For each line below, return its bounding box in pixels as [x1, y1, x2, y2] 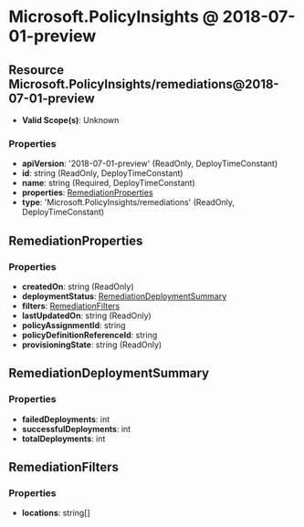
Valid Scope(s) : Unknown [21, 115, 120, 125]
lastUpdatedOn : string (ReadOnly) [21, 310, 152, 321]
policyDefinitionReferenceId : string [21, 329, 158, 340]
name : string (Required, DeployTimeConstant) [21, 178, 195, 189]
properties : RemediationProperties [21, 187, 153, 198]
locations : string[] [21, 508, 90, 519]
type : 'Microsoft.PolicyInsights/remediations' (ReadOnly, [21, 197, 235, 208]
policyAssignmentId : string [21, 319, 126, 330]
